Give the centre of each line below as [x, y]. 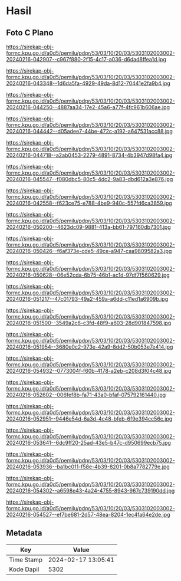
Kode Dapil [24, 569]
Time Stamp [26, 560]
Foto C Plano [30, 33]
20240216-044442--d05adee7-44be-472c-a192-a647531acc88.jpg [89, 131]
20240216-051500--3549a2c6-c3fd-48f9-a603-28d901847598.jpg [89, 323]
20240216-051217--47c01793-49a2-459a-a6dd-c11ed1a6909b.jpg [87, 299]
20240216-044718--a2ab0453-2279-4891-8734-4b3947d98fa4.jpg [89, 155]
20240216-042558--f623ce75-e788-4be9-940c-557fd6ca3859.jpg [89, 203]
